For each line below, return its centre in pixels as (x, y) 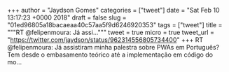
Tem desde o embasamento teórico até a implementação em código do (110, 55)
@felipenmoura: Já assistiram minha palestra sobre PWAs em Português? (113, 47)
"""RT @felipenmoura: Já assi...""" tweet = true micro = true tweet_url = (111, 32)
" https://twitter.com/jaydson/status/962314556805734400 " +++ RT (105, 40)
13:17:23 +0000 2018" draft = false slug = (67, 17)
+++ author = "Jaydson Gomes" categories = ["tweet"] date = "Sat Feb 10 (113, 10)
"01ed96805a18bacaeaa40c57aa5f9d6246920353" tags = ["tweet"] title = (115, 25)
